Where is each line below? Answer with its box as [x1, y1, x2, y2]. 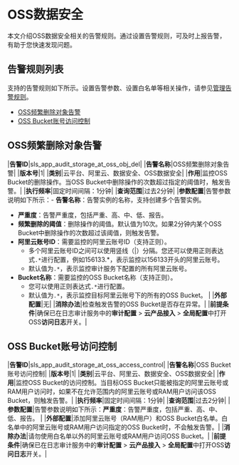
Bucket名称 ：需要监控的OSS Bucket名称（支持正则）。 [17, 272, 177, 282]
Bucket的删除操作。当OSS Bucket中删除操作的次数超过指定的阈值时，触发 [7, 178, 225, 186]
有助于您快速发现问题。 [7, 40, 76, 48]
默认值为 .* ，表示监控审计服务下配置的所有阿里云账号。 [28, 264, 191, 272]
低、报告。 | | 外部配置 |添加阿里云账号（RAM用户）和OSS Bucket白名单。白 [7, 414, 228, 423]
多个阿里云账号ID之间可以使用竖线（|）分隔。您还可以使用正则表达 [28, 246, 224, 255]
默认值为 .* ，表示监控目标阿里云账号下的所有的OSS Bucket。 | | [28, 290, 215, 300]
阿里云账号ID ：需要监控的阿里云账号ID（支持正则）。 [17, 237, 171, 246]
